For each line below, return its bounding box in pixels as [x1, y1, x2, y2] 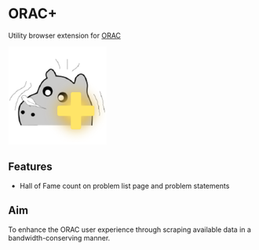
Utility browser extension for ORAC [8, 31, 122, 40]
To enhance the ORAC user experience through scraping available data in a [8, 225, 251, 234]
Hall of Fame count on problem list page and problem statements [19, 181, 230, 190]
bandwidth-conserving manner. [8, 233, 111, 242]
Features [8, 160, 53, 174]
